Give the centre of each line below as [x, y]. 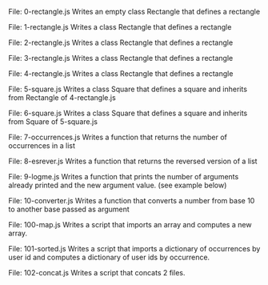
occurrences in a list [42, 146]
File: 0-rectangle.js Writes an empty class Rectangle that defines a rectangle [134, 12]
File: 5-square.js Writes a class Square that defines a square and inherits [128, 89]
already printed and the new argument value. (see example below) [118, 185]
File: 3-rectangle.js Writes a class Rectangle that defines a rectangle [121, 58]
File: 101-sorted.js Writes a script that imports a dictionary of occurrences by [134, 249]
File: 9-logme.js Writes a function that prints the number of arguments [124, 177]
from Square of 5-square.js [53, 122]
